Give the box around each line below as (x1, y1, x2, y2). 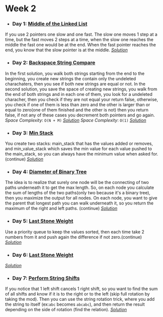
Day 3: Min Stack (12, 129, 54, 136)
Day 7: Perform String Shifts (12, 274, 80, 281)
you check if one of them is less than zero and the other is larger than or (5, 101, 150, 108)
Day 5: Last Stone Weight (12, 218, 74, 225)
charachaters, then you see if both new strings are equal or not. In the (5, 81, 145, 87)
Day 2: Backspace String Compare (12, 59, 96, 66)
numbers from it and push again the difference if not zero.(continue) (5, 234, 143, 240)
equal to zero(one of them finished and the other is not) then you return (5, 107, 149, 113)
